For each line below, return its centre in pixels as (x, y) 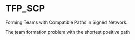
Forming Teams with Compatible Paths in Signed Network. (66, 22)
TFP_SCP (25, 9)
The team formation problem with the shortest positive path (68, 32)
